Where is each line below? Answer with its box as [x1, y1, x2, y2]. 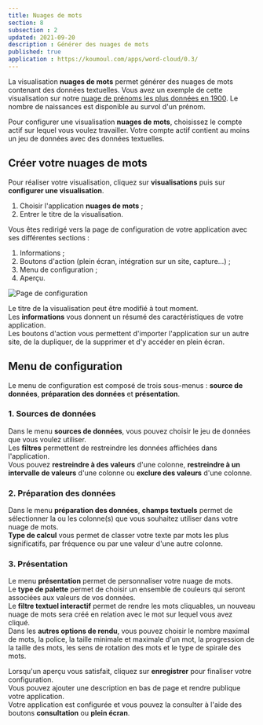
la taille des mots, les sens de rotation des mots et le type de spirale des [8, 643, 242, 653]
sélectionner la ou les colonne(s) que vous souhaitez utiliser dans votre [8, 514, 239, 523]
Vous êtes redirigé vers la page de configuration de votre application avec [8, 225, 248, 234]
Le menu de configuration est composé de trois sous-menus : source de [8, 380, 243, 390]
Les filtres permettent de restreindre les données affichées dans [8, 443, 217, 452]
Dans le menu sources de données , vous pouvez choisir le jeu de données [8, 426, 251, 436]
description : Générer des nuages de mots [8, 41, 149, 49]
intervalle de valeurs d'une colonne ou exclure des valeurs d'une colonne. [8, 468, 253, 478]
